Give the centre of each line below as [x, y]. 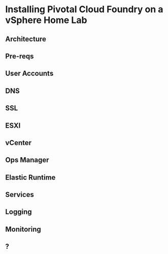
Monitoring [23, 229]
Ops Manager [27, 160]
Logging [19, 212]
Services [20, 195]
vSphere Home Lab [46, 20]
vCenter [19, 143]
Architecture [26, 39]
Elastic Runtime [30, 177]
